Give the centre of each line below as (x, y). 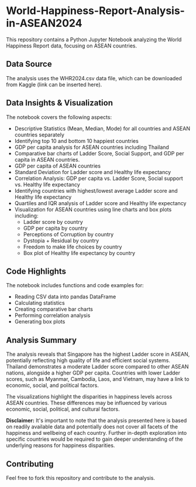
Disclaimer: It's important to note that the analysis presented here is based (97, 421)
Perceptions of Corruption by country (68, 234)
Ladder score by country (53, 222)
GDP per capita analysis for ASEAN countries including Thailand (92, 147)
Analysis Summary (42, 340)
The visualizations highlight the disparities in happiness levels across (89, 397)
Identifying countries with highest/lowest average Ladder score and (96, 190)
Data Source (29, 64)
